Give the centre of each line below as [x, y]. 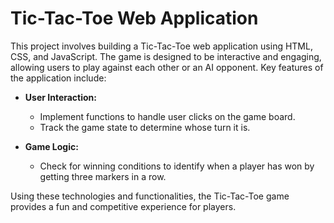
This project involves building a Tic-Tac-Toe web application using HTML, [161, 46]
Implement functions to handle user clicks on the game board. [167, 116]
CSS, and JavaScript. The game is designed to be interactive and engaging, [166, 56]
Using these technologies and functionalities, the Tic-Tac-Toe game [150, 196]
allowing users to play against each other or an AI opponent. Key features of [167, 67]
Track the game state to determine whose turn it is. [145, 127]
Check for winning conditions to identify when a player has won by [177, 166]
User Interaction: [60, 97]
